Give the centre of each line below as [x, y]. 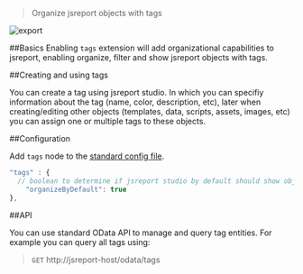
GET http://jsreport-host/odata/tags [96, 260]
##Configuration [40, 138]
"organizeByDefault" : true [76, 189]
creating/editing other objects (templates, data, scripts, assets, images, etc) [150, 111]
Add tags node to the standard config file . [87, 156]
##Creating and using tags [59, 75]
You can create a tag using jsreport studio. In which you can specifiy [137, 92]
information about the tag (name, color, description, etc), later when [135, 102]
